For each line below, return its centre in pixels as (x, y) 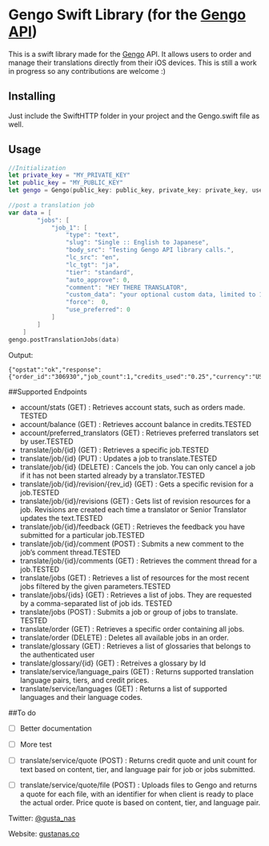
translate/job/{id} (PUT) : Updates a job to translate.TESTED (118, 458)
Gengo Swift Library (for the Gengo (127, 15)
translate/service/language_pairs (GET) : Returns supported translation (137, 671)
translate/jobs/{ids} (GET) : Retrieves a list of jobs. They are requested (136, 595)
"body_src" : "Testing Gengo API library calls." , (150, 250)
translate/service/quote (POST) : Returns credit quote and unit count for (139, 760)
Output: (21, 355)
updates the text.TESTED (61, 518)
